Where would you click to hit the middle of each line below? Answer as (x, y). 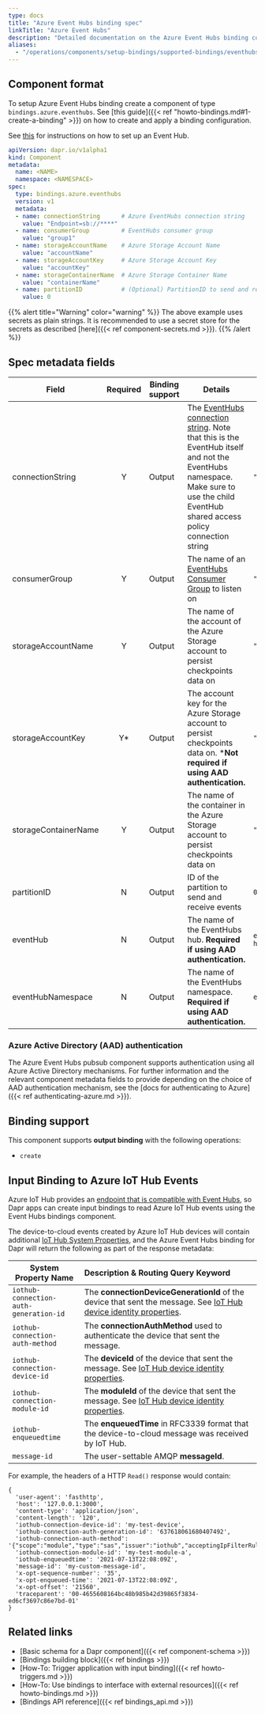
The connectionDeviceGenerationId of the (164, 1292)
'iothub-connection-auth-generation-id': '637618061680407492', (123, 1531)
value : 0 (37, 297)
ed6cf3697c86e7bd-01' (44, 1601)
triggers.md (39, 1676)
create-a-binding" (37, 120)
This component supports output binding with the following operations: (125, 1141)
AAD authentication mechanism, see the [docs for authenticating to (118, 1088)
